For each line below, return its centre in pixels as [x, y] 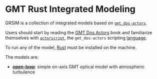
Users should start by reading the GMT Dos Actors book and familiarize [79, 32]
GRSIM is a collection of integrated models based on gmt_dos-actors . [76, 23]
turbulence [23, 72]
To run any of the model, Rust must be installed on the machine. [71, 47]
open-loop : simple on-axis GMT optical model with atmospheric [78, 67]
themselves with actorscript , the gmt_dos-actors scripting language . [76, 38]
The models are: [22, 57]
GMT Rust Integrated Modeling [70, 9]
